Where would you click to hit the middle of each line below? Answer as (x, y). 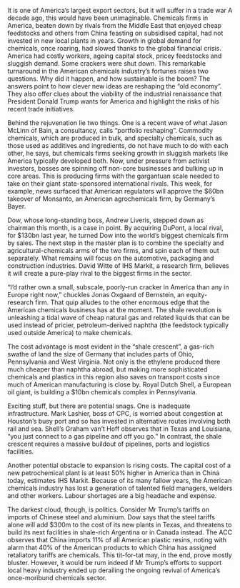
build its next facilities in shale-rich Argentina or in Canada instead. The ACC (120, 532)
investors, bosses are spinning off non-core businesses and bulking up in (115, 168)
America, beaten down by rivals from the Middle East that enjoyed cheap (115, 25)
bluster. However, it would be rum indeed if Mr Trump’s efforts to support (115, 563)
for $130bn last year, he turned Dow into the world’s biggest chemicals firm (118, 235)
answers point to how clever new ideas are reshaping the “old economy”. (115, 86)
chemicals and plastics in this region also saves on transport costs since (114, 377)
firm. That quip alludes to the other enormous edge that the (122, 302)
